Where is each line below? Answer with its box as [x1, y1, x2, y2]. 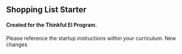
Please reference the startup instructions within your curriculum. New [6, 34, 176, 42]
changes [6, 41, 28, 48]
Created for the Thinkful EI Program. [6, 21, 97, 28]
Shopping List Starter [6, 5, 87, 15]
